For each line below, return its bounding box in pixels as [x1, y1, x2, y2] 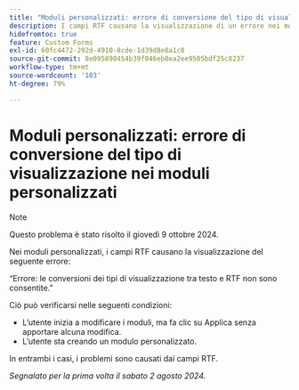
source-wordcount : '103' [9, 71, 101, 80]
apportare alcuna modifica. [21, 326, 122, 337]
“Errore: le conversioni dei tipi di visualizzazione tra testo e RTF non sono [9, 272, 278, 283]
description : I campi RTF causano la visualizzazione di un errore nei [9, 21, 280, 30]
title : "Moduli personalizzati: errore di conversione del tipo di [9, 12, 265, 22]
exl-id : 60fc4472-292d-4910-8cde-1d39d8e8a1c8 [9, 46, 185, 55]
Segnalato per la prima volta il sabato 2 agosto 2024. [9, 370, 206, 381]
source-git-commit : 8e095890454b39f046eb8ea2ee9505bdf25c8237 [9, 54, 245, 63]
